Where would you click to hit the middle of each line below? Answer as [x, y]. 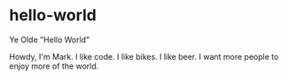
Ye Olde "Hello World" [50, 40]
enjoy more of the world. [54, 66]
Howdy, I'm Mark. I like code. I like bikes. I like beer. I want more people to [144, 56]
